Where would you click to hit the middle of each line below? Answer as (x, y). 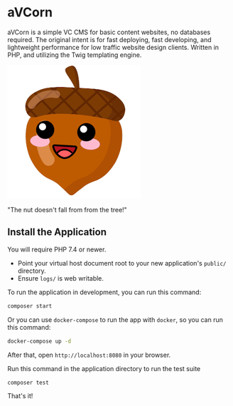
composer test (28, 382)
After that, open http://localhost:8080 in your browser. (89, 355)
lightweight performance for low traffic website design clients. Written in (113, 47)
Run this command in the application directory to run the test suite (104, 368)
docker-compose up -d (39, 341)
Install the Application (57, 232)
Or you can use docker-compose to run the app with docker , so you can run (115, 319)
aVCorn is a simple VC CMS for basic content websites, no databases (109, 32)
